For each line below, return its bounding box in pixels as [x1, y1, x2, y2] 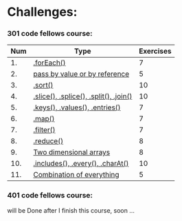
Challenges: [7, 4, 78, 20]
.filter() [33, 125, 56, 135]
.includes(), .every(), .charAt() [33, 159, 129, 169]
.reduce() [33, 136, 64, 146]
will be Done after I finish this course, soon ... [7, 206, 135, 214]
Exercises [138, 46, 172, 56]
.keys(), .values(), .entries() [33, 103, 122, 112]
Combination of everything [33, 170, 120, 180]
